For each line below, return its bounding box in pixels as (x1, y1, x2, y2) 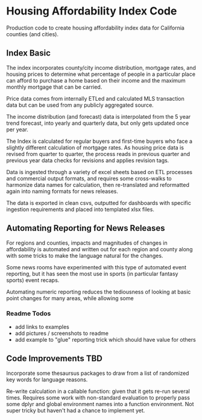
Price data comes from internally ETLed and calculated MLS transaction (6, 95, 185, 102)
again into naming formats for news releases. (6, 187, 119, 195)
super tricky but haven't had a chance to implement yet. (6, 407, 145, 414)
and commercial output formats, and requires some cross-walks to (6, 175, 172, 182)
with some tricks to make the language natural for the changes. (6, 252, 163, 259)
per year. (6, 125, 29, 133)
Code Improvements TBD (6, 354, 103, 364)
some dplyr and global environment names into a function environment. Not (6, 400, 194, 407)
